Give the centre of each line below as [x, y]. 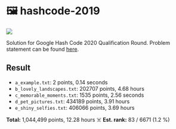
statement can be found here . [43, 49]
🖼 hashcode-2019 [53, 11]
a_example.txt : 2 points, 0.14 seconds [61, 82]
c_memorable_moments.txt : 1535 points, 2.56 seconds [79, 95]
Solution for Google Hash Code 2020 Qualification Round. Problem [88, 42]
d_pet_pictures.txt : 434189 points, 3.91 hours [72, 101]
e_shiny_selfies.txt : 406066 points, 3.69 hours [75, 107]
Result [18, 68]
